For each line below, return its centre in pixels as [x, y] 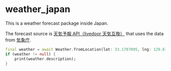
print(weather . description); [45, 59]
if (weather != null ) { [31, 54]
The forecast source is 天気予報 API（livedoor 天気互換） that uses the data [84, 33]
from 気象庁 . [18, 40]
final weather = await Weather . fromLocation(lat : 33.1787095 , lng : [78, 49]
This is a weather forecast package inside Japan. [57, 23]
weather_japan [38, 9]
